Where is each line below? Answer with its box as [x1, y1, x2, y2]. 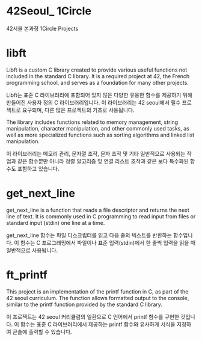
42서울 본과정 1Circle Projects [6, 25, 79, 32]
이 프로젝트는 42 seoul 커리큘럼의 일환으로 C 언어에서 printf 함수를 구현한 [6, 313, 179, 320]
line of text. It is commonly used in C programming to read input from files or [6, 212, 196, 220]
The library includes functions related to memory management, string [6, 118, 179, 126]
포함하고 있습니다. [17, 165, 60, 172]
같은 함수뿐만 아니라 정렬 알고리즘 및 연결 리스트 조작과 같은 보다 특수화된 [17, 158, 189, 165]
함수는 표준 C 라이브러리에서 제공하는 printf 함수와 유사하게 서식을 [20, 321, 176, 328]
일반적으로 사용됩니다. [6, 247, 58, 254]
